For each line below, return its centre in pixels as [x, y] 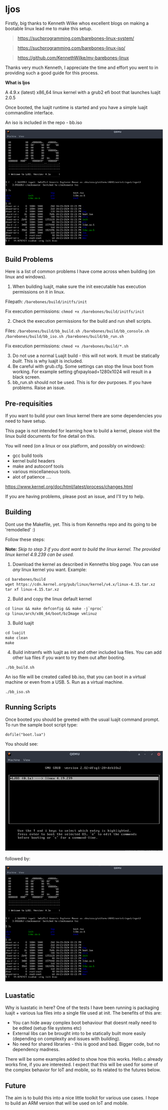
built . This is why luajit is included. [48, 361]
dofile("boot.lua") [25, 734]
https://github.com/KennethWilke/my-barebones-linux [73, 58]
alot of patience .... [32, 477]
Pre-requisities [29, 403]
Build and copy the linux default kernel [52, 599]
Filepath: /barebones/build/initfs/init [46, 302]
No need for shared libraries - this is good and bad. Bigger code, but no [86, 1044]
